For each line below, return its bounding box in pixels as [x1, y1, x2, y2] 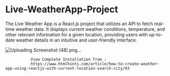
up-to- [148, 31, 163, 37]
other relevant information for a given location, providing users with [5, 31, 148, 37]
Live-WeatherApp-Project [5, 4, 118, 15]
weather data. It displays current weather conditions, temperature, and [15, 26, 165, 32]
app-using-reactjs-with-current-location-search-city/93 [5, 66, 130, 71]
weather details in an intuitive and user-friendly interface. [15, 37, 137, 43]
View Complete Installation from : [30, 56, 107, 62]
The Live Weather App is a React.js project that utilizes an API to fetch [5, 21, 153, 27]
